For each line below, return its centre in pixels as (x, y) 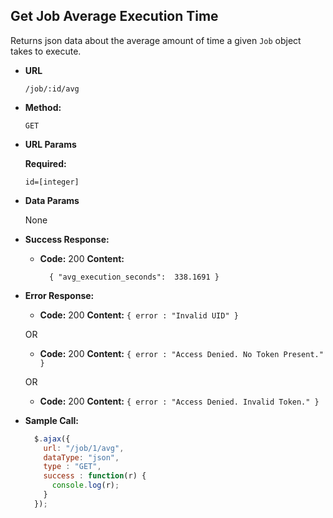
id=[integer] (52, 182)
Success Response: (67, 239)
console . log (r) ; (85, 485)
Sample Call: (51, 420)
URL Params (50, 144)
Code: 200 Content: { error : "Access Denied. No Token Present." (181, 353)
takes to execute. (46, 51)
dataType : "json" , (81, 457)
